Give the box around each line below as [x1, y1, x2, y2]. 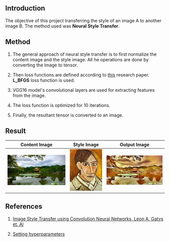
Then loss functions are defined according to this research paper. [12, 72, 150, 78]
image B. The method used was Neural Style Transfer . [5, 23, 120, 29]
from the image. [12, 92, 46, 98]
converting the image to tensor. [12, 62, 78, 68]
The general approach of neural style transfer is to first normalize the [12, 51, 157, 57]
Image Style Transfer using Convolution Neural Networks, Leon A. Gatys [12, 216, 163, 222]
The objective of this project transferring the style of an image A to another [5, 17, 162, 23]
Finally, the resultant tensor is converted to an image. [12, 112, 123, 118]
